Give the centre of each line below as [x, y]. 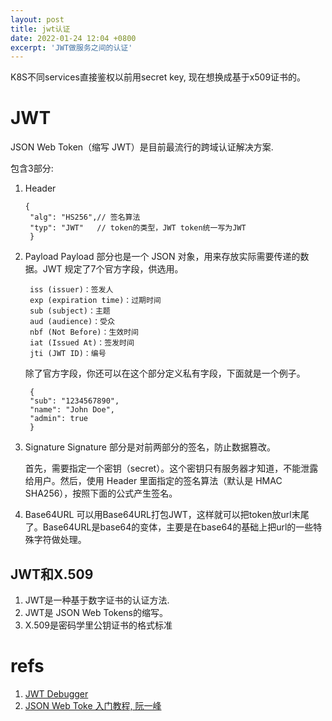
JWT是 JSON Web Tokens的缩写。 [96, 612]
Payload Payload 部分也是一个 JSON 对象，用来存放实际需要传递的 [162, 257]
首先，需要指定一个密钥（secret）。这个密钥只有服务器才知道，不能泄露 [171, 468]
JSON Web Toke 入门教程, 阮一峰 [93, 705]
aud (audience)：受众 [72, 322]
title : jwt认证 [40, 29]
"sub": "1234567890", [74, 401]
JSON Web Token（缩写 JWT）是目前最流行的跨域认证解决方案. [142, 147]
